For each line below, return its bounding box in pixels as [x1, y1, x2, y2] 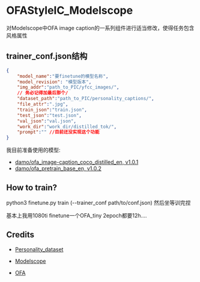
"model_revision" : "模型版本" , [17, 79, 92, 85]
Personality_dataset [14, 245, 64, 253]
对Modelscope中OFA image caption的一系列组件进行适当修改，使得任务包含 [6, 24, 195, 31]
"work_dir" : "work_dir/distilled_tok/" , [17, 124, 117, 130]
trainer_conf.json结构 [6, 51, 88, 61]
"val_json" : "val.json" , [17, 118, 77, 124]
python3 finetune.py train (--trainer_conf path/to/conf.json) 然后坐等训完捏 [6, 199, 191, 206]
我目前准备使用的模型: [6, 146, 61, 154]
